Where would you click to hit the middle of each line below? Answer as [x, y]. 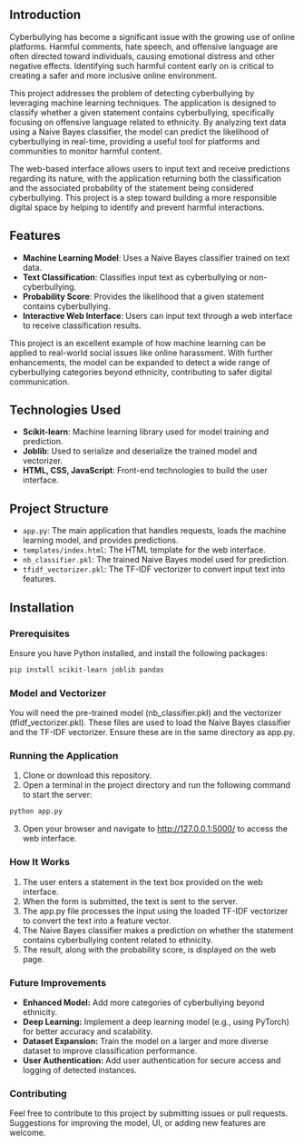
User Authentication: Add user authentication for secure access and [152, 1060]
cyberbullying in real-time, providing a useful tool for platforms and [135, 141]
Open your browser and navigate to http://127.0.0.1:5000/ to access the [155, 829]
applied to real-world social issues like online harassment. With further [142, 353]
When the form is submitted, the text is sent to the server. [130, 901]
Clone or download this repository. [87, 775]
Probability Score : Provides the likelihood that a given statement [143, 296]
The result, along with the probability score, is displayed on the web [149, 950]
